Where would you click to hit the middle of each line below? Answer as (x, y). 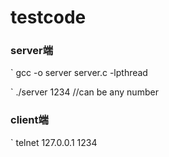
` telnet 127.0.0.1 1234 (54, 142)
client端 (29, 120)
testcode (48, 17)
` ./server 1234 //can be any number (84, 92)
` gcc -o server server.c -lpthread (79, 73)
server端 (32, 51)
